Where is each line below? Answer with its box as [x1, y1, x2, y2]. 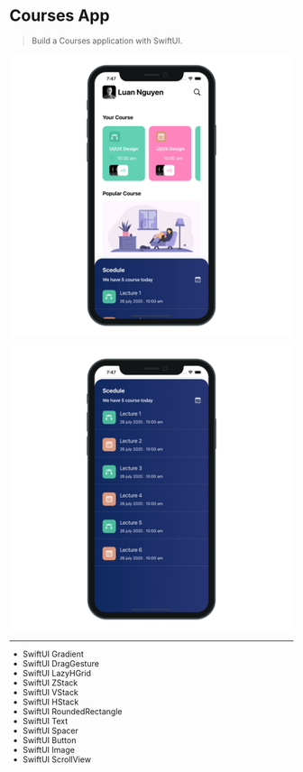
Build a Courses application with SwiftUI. [31, 35, 183, 46]
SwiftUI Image [22, 744, 75, 755]
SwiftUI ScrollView [22, 754, 92, 765]
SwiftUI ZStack [22, 677, 78, 688]
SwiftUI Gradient [22, 648, 84, 659]
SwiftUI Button [22, 734, 77, 745]
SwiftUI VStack [22, 686, 78, 697]
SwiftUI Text [22, 715, 69, 726]
